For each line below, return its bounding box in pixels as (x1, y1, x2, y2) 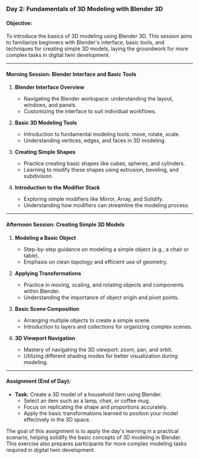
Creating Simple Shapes (14, 149, 76, 156)
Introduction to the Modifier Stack (14, 184, 101, 191)
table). (23, 252, 40, 259)
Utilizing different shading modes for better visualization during (23, 352, 178, 360)
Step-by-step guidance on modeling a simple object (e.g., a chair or (23, 245, 190, 253)
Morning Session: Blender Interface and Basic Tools (6, 70, 137, 78)
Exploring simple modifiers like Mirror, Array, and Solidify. (23, 195, 164, 203)
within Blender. (23, 287, 60, 294)
